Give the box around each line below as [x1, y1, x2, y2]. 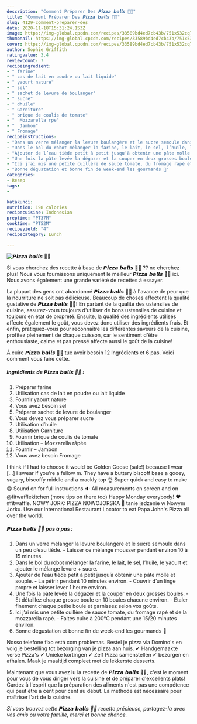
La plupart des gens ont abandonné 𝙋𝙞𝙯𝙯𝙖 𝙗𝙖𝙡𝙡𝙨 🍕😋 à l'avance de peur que [6, 288, 189, 295]
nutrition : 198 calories [6, 204, 67, 210]
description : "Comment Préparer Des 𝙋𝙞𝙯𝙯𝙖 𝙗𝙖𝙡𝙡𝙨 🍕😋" [6, 8, 136, 15]
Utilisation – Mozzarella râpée [15, 439, 87, 446]
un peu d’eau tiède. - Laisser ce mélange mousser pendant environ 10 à [15, 546, 188, 554]
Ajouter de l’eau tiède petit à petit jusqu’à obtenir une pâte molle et [15, 571, 175, 578]
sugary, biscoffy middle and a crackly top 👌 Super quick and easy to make [6, 476, 188, 483]
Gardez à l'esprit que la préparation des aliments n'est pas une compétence [6, 681, 189, 688]
